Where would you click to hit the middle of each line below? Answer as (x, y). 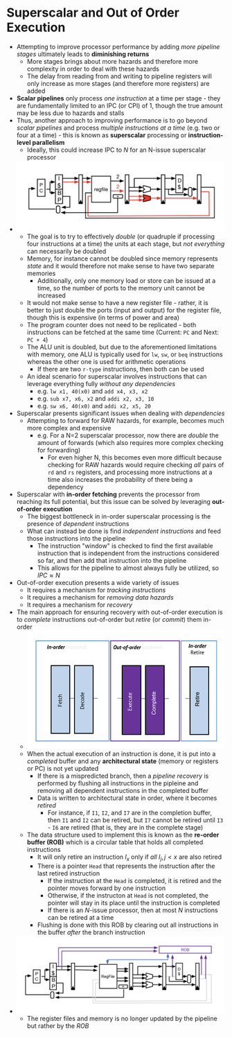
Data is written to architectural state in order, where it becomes (127, 798)
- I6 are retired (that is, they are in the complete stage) (125, 828)
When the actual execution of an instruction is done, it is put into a (121, 754)
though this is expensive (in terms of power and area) (103, 317)
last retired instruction (69, 873)
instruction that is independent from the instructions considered (128, 553)
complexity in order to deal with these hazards (93, 69)
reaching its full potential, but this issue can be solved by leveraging (113, 502)
